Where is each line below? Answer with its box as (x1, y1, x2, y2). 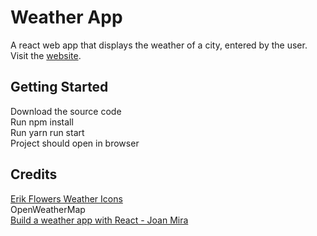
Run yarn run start (10, 126, 85, 138)
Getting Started (10, 79, 109, 96)
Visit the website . (10, 49, 82, 61)
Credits (10, 166, 58, 183)
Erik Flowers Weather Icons (10, 192, 123, 205)
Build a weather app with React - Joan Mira (10, 214, 189, 226)
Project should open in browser (10, 137, 140, 149)
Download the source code (10, 105, 122, 117)
